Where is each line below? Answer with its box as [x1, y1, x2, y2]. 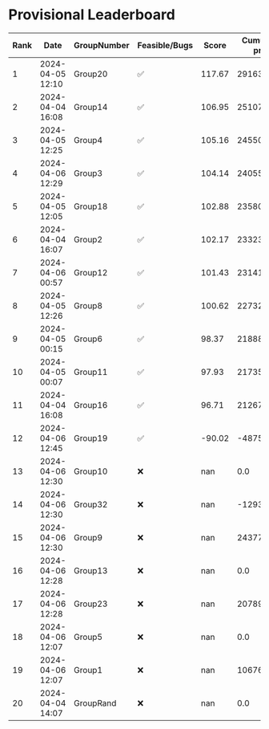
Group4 [73, 134, 102, 145]
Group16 [73, 399, 108, 410]
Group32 [73, 499, 108, 510]
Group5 [73, 631, 102, 642]
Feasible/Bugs [137, 39, 194, 51]
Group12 [73, 267, 108, 278]
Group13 [73, 564, 108, 576]
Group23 [73, 598, 108, 609]
